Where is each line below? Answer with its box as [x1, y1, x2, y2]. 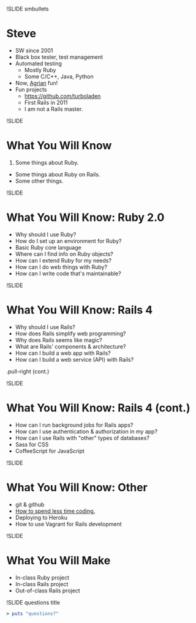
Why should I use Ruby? [15, 231, 77, 238]
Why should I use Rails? [15, 323, 75, 330]
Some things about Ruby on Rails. [15, 171, 100, 178]
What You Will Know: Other [6, 480, 148, 494]
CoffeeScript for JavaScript [15, 447, 85, 455]
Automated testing [15, 59, 62, 67]
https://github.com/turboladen [24, 92, 101, 100]
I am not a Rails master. [24, 105, 83, 113]
